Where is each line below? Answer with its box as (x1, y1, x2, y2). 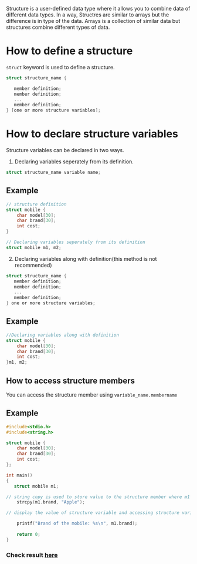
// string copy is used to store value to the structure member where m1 (6, 493, 191, 500)
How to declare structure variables (6, 127, 179, 140)
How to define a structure (6, 44, 133, 58)
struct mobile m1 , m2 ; (6, 244, 62, 250)
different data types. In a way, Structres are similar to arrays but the (6, 11, 169, 18)
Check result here (6, 550, 58, 559)
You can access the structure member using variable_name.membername (6, 391, 178, 398)
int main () (6, 472, 33, 478)
